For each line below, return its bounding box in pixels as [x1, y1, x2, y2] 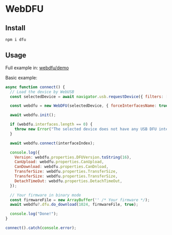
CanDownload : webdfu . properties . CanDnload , [14, 164, 109, 169]
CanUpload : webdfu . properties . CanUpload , [14, 160, 104, 165]
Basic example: [5, 74, 37, 81]
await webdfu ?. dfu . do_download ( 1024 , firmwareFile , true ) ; [10, 202, 139, 207]
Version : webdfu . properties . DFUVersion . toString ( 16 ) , [14, 154, 132, 160]
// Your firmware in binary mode [10, 192, 81, 198]
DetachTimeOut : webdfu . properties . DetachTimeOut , [14, 178, 123, 184]
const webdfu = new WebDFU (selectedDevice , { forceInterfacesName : [10, 103, 157, 108]
